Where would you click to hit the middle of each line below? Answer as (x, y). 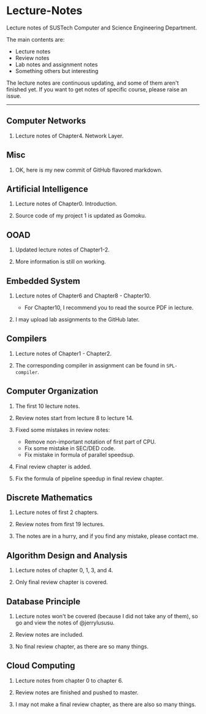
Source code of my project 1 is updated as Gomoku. (81, 216)
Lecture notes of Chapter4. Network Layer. (69, 136)
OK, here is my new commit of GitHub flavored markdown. (89, 170)
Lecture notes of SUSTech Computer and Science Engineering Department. (102, 28)
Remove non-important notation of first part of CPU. (90, 442)
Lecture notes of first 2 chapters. (57, 512)
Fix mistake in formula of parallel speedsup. (79, 455)
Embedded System (44, 281)
